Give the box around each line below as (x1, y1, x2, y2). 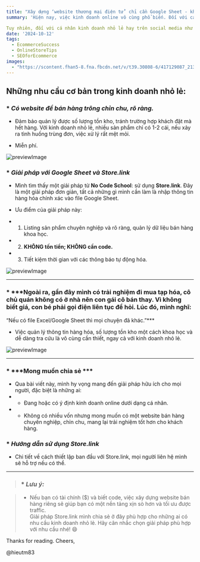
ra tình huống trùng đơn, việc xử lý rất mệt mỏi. (14, 130, 130, 138)
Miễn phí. (14, 142, 38, 149)
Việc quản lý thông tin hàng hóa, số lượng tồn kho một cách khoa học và (14, 328, 193, 335)
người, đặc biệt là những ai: (14, 387, 82, 394)
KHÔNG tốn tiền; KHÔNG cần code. (23, 243, 113, 251)
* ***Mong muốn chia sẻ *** (6, 366, 93, 375)
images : (6, 58, 26, 65)
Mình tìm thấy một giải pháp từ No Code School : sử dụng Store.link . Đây (14, 182, 193, 189)
